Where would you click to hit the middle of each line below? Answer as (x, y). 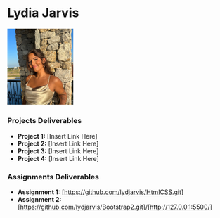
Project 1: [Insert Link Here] (57, 136)
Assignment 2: (39, 200)
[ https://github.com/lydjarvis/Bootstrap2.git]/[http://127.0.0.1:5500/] (115, 207)
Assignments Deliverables (53, 177)
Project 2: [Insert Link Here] (58, 143)
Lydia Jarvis (43, 13)
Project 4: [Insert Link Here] (58, 158)
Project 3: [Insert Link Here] (58, 151)
